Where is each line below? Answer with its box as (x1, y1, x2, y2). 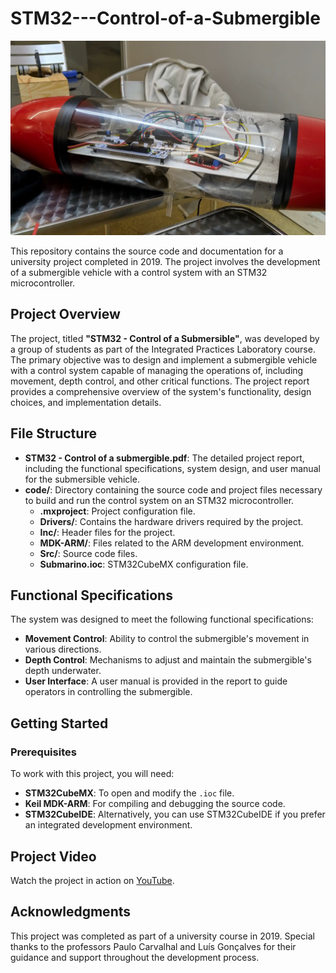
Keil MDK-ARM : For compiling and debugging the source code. (24, 798, 286, 810)
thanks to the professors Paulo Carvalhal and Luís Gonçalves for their (10, 940, 297, 952)
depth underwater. (24, 665, 102, 677)
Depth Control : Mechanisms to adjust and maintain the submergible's (24, 654, 312, 666)
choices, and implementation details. (10, 396, 162, 408)
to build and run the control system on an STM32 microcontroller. (24, 494, 295, 506)
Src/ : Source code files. (39, 547, 138, 559)
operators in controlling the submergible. (24, 686, 193, 698)
